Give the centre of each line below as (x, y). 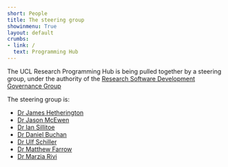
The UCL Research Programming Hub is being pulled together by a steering (114, 71)
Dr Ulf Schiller (37, 142)
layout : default (30, 33)
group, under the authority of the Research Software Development (101, 78)
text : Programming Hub (46, 52)
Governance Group (34, 86)
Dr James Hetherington (50, 112)
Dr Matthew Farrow (44, 149)
